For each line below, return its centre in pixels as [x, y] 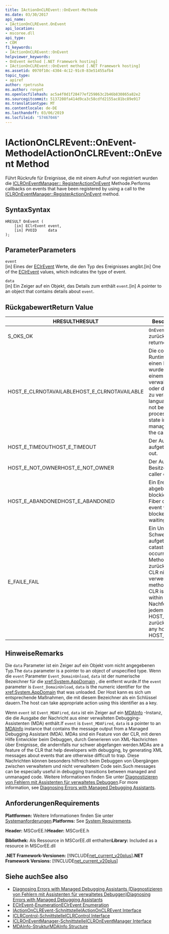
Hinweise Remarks [34, 653]
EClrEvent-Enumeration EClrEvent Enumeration [61, 905]
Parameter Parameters [41, 250]
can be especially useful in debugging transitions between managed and [80, 771]
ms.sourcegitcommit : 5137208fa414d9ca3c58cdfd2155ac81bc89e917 [73, 99]
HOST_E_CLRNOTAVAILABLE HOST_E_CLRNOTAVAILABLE [76, 392]
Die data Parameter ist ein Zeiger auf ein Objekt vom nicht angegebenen [80, 665]
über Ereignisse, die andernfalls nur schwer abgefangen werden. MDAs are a [84, 745]
